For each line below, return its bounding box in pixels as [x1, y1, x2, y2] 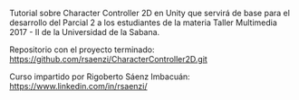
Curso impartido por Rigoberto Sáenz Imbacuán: [9, 71, 190, 82]
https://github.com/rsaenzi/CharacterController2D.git [9, 54, 208, 64]
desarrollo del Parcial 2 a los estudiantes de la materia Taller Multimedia [9, 17, 278, 28]
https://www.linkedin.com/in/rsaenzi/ [9, 81, 148, 91]
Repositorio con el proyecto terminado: [9, 44, 155, 55]
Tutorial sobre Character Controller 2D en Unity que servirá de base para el [9, 8, 290, 18]
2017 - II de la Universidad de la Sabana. [9, 27, 160, 37]
